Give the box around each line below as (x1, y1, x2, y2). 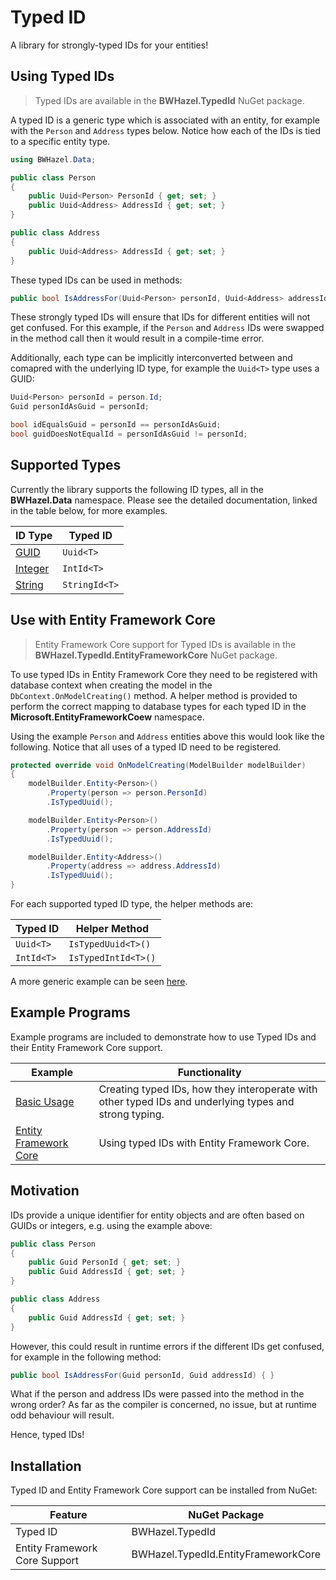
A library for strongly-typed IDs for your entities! (10, 39, 209, 51)
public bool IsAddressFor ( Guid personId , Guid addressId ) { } (10, 1370, 275, 1380)
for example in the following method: (10, 1351, 162, 1363)
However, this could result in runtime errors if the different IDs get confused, (10, 1340, 325, 1352)
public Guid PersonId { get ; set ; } (28, 1257, 182, 1268)
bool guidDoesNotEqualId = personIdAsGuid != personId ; (10, 429, 248, 439)
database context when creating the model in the (10, 679, 213, 691)
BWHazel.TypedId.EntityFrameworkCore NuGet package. (34, 649, 278, 661)
